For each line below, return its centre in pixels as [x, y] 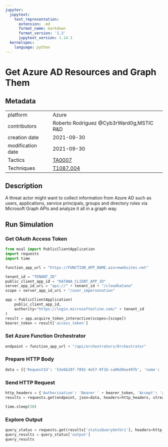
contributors [22, 126]
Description [24, 186]
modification [22, 145]
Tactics [16, 160]
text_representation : [36, 19]
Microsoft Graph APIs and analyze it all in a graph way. [61, 208]
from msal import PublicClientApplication [50, 249]
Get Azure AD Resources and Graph [81, 72]
